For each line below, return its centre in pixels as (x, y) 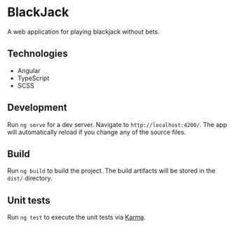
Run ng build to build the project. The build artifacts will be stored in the (111, 171)
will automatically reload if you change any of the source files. (97, 132)
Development (37, 108)
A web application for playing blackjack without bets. (83, 32)
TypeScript (33, 78)
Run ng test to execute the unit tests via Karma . (76, 217)
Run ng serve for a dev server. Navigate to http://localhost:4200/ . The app (117, 124)
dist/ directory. (30, 178)
